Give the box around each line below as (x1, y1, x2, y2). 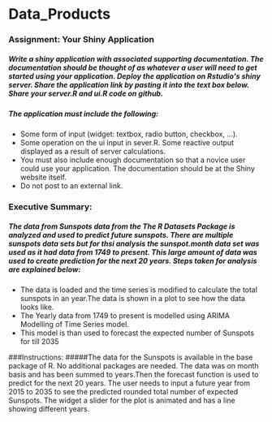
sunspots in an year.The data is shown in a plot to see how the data (19, 294, 246, 304)
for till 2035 (19, 337, 59, 347)
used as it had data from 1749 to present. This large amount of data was (8, 247, 257, 256)
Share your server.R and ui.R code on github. (8, 88, 164, 98)
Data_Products (8, 5, 111, 24)
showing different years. (8, 404, 90, 414)
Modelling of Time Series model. (19, 320, 130, 329)
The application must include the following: (8, 109, 159, 118)
